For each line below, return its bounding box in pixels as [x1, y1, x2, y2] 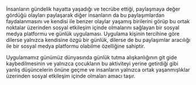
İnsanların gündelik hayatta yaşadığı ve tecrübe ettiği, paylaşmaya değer [6, 6, 180, 12]
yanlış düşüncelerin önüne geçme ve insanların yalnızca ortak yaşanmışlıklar [6, 66, 190, 73]
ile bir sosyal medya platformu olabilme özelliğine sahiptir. [6, 42, 145, 49]
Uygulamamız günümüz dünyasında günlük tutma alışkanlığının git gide [6, 54, 177, 61]
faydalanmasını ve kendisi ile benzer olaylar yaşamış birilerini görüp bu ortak [6, 18, 190, 24]
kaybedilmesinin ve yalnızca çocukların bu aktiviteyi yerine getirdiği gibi [6, 60, 178, 67]
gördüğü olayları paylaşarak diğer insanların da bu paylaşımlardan [6, 12, 165, 19]
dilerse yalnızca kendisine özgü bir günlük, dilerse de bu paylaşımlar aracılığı [6, 37, 191, 43]
